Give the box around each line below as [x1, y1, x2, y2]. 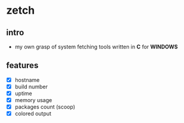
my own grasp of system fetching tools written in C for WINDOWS [14, 43, 178, 50]
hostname [14, 76, 40, 84]
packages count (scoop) [14, 103, 76, 110]
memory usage [14, 97, 53, 103]
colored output [14, 110, 52, 117]
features [6, 60, 39, 70]
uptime [14, 90, 33, 97]
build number [14, 83, 48, 90]
